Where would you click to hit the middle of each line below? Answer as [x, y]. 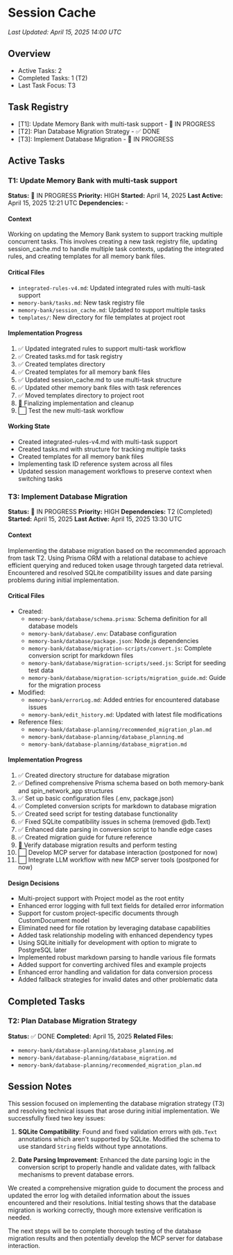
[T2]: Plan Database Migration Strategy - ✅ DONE [89, 131]
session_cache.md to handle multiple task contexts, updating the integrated [116, 249]
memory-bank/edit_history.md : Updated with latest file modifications [125, 714]
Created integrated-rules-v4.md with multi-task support [98, 442]
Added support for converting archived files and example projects [112, 965]
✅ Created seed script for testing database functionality [98, 814]
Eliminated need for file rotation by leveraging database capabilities [114, 928]
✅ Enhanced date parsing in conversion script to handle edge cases [115, 829]
